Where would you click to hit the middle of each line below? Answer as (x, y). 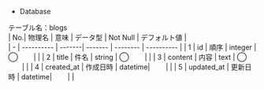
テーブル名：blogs (38, 28)
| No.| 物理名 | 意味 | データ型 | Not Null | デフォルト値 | (97, 37)
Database (35, 11)
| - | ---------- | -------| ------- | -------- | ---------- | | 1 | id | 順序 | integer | (132, 47)
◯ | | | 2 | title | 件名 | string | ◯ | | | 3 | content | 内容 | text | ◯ (127, 57)
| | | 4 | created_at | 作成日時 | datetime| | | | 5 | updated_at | (126, 67)
